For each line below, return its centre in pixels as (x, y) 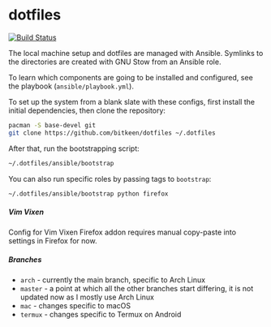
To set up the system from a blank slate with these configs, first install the (132, 101)
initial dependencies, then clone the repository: (87, 110)
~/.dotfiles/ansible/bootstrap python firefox (88, 194)
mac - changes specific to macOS (75, 306)
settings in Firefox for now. (53, 241)
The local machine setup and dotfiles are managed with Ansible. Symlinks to (136, 53)
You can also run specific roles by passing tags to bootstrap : (110, 179)
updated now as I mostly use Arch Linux (87, 297)
